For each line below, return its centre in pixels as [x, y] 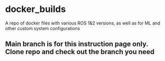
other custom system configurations [43, 28]
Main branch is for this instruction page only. [77, 44]
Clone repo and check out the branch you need [80, 52]
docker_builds [36, 9]
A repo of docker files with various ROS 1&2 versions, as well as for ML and [83, 23]
